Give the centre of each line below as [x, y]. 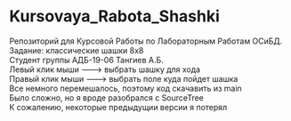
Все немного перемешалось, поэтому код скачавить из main [125, 88]
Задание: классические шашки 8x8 [77, 50]
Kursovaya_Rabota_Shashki [115, 16]
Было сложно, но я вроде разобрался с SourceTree [107, 97]
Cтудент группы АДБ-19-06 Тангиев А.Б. [87, 60]
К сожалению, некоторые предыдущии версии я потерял [118, 107]
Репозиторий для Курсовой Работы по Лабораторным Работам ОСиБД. [146, 41]
